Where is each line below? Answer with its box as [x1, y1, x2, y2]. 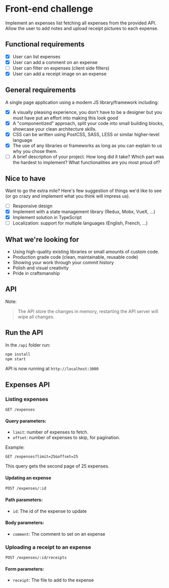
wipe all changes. [17, 314, 55, 320]
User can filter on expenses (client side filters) [12, 65, 110, 71]
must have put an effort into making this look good [12, 115, 118, 121]
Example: [5, 444, 25, 450]
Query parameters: [5, 418, 47, 424]
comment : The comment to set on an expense [12, 531, 106, 537]
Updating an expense [5, 475, 52, 481]
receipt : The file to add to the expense [12, 577, 94, 583]
